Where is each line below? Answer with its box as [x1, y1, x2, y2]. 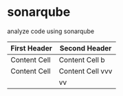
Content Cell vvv [58, 66, 113, 76]
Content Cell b [58, 55, 105, 64]
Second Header [59, 43, 112, 52]
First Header [10, 43, 53, 52]
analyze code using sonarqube [7, 27, 95, 35]
